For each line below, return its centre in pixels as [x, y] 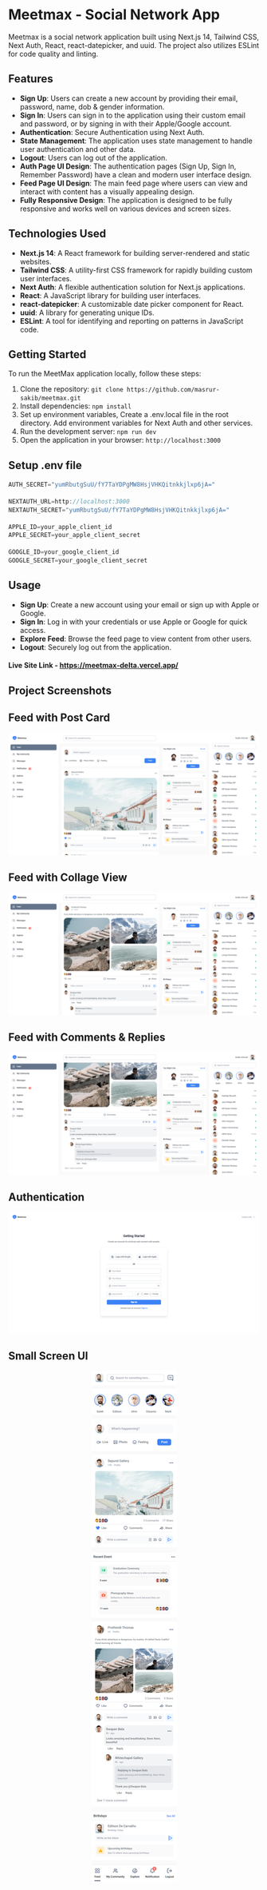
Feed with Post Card [59, 718]
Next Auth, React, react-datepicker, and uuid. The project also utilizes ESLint [134, 45]
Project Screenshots [60, 690]
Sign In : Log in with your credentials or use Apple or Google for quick [133, 622]
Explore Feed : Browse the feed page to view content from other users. [136, 639]
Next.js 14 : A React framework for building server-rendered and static [135, 253]
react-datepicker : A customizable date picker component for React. [132, 304]
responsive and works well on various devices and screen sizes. [125, 209]
